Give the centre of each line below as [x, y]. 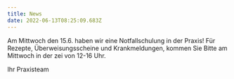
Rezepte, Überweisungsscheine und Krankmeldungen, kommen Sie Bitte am [117, 48]
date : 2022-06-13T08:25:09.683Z [54, 20]
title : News [25, 14]
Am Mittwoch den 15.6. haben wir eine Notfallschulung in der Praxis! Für [111, 40]
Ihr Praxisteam [28, 69]
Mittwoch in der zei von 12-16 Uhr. [57, 55]
